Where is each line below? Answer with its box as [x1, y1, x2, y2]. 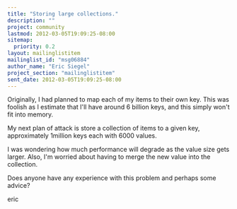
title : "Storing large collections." [7, 10, 119, 18]
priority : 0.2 [13, 43, 55, 50]
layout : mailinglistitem [7, 50, 81, 57]
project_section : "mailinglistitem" [7, 69, 115, 76]
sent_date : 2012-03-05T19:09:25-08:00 [7, 76, 122, 83]
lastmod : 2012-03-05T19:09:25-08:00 [7, 30, 115, 37]
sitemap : [7, 37, 33, 44]
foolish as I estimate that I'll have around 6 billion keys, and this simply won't [7, 103, 230, 112]
